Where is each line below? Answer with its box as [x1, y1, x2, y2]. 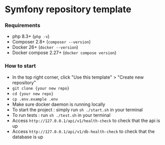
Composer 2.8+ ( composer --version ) [12, 39, 91, 45]
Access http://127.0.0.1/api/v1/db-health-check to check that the [12, 128, 155, 134]
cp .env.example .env [12, 96, 58, 102]
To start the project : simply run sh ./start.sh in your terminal [12, 106, 143, 113]
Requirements [5, 22, 41, 29]
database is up [12, 134, 44, 140]
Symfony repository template [5, 4, 132, 15]
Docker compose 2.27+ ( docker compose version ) [12, 50, 117, 56]
